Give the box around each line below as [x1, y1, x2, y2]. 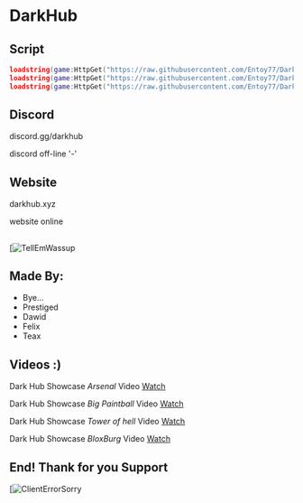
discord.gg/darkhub [9, 131, 84, 142]
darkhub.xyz [9, 199, 57, 210]
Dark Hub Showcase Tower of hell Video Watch [9, 416, 186, 427]
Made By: [9, 268, 65, 284]
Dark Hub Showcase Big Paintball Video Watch [9, 398, 184, 409]
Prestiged [22, 302, 59, 312]
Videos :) [9, 357, 61, 372]
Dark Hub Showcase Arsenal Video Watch [9, 381, 166, 392]
